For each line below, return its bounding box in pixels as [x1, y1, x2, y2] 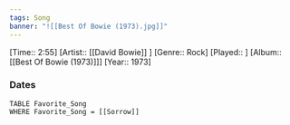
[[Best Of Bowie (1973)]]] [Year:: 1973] [9, 56, 151, 67]
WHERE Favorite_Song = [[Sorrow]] [9, 107, 140, 116]
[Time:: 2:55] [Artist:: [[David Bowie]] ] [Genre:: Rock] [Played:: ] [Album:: [9, 46, 283, 57]
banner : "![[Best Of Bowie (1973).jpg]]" [9, 22, 169, 31]
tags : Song [9, 13, 51, 23]
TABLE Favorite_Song [9, 99, 88, 109]
